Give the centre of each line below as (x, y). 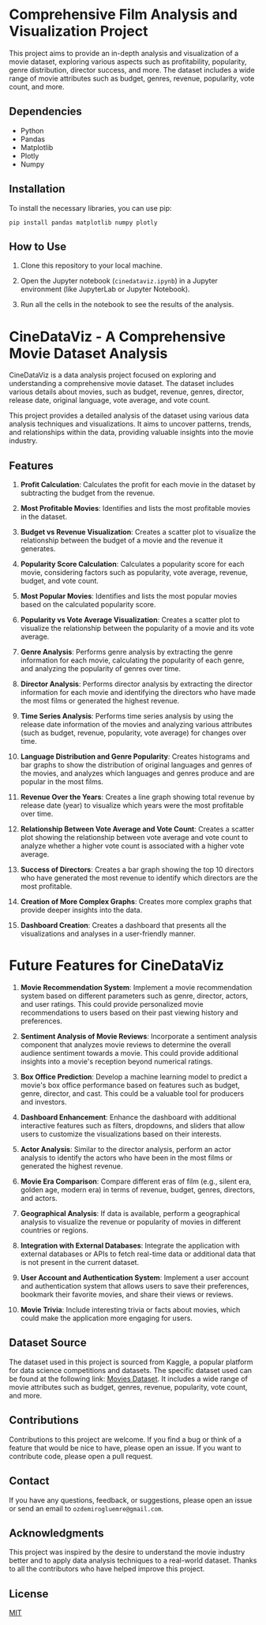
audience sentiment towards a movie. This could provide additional (129, 1053)
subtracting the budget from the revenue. (88, 493)
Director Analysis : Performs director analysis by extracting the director (137, 684)
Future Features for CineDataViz (116, 966)
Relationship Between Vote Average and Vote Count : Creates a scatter (137, 829)
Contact (29, 1481)
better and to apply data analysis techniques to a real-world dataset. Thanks (133, 1560)
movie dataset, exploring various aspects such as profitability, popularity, (128, 62)
